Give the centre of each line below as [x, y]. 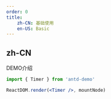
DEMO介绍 [19, 68]
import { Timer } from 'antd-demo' [51, 79]
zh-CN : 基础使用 [35, 23]
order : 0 [17, 12]
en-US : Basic [33, 28]
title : [14, 17]
